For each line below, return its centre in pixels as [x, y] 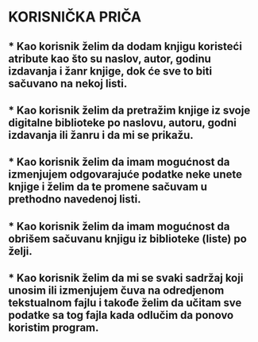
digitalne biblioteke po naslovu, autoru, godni [122, 123]
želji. [21, 251]
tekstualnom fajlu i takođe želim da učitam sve [125, 303]
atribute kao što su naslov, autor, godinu [110, 58]
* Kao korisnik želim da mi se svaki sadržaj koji [126, 278]
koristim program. [54, 328]
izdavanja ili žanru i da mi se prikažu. [101, 135]
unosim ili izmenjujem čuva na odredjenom [116, 291]
